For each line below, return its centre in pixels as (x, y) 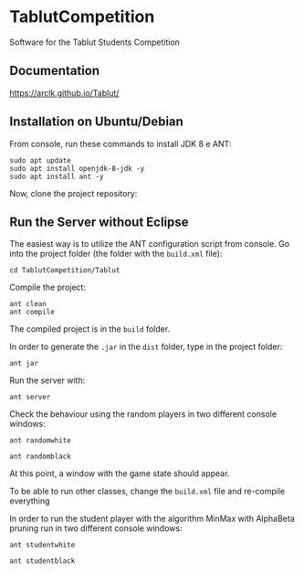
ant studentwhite (42, 546)
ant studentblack (42, 561)
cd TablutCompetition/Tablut (65, 271)
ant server (30, 398)
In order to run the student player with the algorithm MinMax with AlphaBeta (152, 519)
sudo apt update (40, 160)
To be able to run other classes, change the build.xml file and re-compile (147, 492)
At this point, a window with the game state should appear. (120, 473)
